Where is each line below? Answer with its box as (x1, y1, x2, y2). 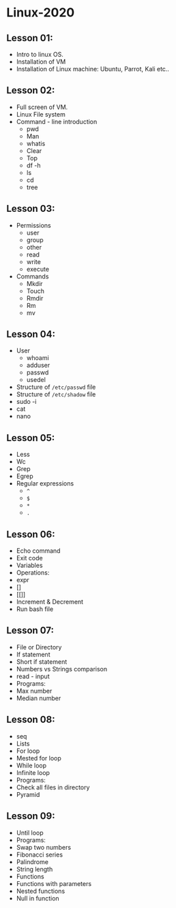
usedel (26, 376, 46, 384)
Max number (16, 686, 53, 695)
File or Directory (16, 643, 62, 651)
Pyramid (16, 790, 40, 798)
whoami (26, 354, 49, 362)
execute (26, 265, 49, 273)
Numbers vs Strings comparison (16, 665, 108, 673)
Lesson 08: (6, 714, 55, 726)
